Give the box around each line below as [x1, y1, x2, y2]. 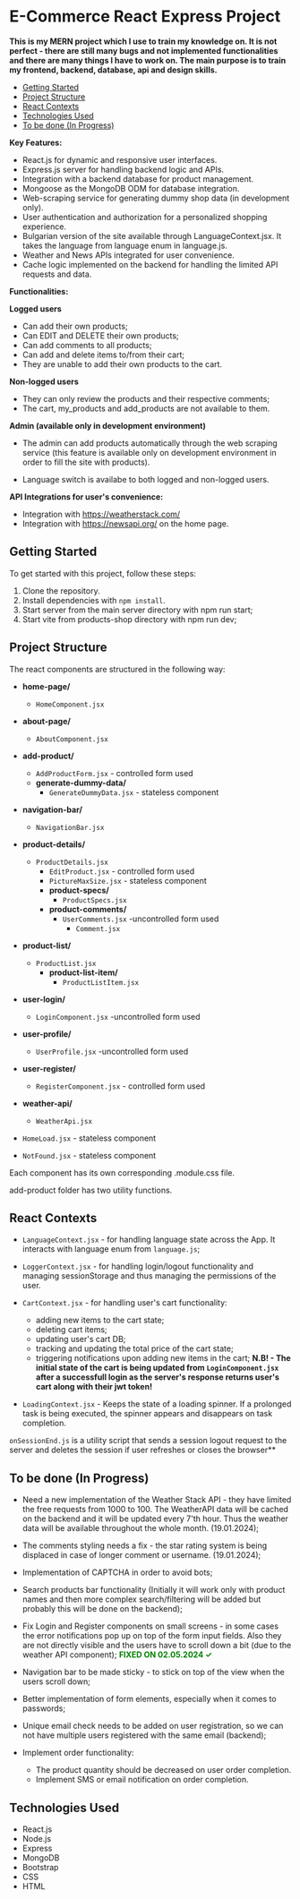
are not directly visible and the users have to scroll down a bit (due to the [21, 1640, 292, 1651]
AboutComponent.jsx [35, 734, 109, 744]
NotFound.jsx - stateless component [21, 1150, 157, 1160]
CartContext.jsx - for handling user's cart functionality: [21, 1297, 227, 1308]
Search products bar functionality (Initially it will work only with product [21, 1585, 286, 1595]
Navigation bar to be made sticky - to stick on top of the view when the [21, 1667, 285, 1678]
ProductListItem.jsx [62, 978, 140, 987]
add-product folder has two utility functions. [9, 1185, 173, 1195]
